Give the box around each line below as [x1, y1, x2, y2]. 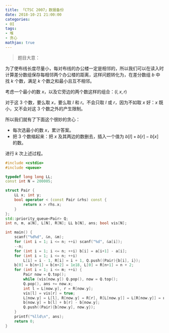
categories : [5, 17, 30, 22]
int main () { [5, 230, 33, 235]
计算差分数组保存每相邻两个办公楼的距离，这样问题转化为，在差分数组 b [5, 72, 155, 78]
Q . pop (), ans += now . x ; [23, 281, 73, 286]
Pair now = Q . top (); [23, 272, 66, 277]
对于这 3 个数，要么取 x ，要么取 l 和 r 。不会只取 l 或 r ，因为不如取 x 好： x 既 [5, 99, 163, 105]
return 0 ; [14, 318, 35, 324]
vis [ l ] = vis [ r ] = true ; [23, 291, 75, 296]
